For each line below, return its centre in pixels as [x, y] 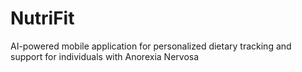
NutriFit [42, 18]
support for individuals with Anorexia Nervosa [105, 56]
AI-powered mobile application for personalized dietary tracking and [151, 46]
